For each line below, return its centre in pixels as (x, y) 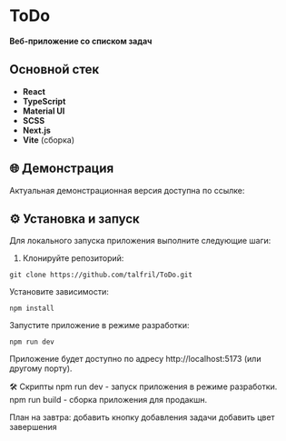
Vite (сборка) (49, 140)
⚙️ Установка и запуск (75, 219)
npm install (32, 309)
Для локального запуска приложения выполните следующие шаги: (140, 241)
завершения (33, 427)
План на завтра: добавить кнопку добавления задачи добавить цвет (142, 417)
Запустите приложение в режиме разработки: (99, 326)
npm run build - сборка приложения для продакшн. (108, 400)
